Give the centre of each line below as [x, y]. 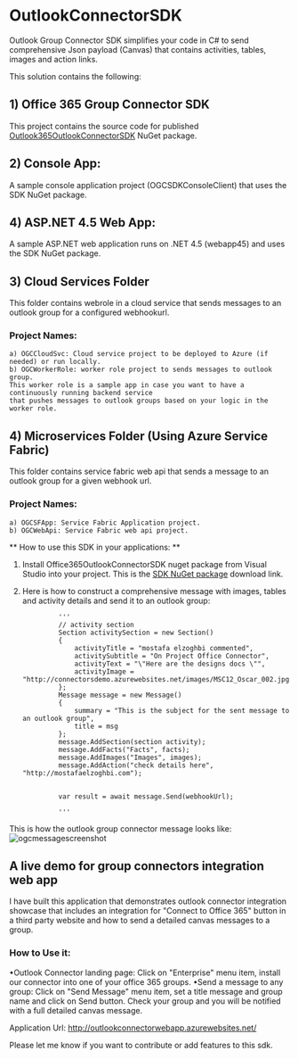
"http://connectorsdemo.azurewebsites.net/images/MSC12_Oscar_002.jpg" [157, 679]
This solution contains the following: [76, 76]
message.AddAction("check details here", [136, 765]
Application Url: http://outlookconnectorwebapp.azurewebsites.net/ [133, 1028]
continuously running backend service [81, 393]
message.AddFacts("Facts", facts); [124, 749]
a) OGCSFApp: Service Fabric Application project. [105, 523]
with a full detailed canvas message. [76, 1010]
